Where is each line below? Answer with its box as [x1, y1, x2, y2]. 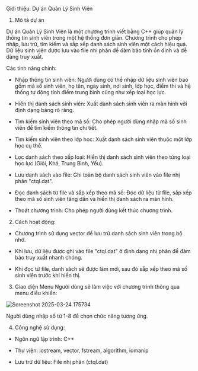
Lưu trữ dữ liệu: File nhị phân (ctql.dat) [14, 359, 108, 365]
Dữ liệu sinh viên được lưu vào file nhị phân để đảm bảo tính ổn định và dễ [6, 47, 187, 54]
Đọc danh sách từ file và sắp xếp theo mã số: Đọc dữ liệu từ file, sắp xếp [14, 189, 192, 196]
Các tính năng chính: [6, 65, 57, 72]
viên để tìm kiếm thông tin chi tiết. [14, 124, 98, 131]
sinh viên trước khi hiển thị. [14, 272, 81, 279]
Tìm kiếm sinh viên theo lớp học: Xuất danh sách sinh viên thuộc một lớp [14, 136, 193, 143]
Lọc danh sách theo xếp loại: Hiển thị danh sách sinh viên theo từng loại [14, 153, 191, 161]
